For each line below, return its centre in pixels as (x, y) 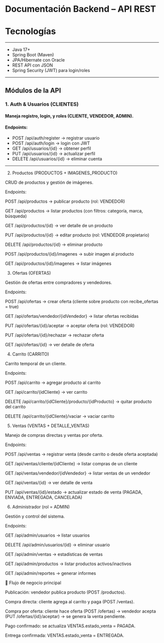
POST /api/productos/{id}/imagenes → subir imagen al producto (70, 254)
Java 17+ (21, 49)
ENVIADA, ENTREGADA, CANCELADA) (44, 498)
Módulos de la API (33, 90)
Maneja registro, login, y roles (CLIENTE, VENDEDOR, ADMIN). (69, 116)
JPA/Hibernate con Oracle (38, 60)
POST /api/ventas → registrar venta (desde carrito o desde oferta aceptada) (82, 454)
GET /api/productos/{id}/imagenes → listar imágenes (58, 263)
